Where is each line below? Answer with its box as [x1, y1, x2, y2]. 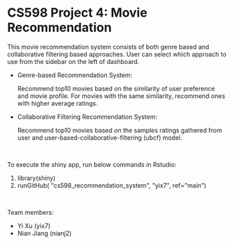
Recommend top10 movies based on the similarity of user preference [17, 84, 216, 92]
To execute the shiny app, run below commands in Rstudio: [7, 160, 177, 168]
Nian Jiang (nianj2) [17, 229, 72, 237]
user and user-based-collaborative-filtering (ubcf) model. [17, 133, 183, 142]
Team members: [7, 208, 54, 216]
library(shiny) [17, 174, 56, 182]
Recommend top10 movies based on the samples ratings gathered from [17, 126, 223, 134]
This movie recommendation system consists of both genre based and [7, 42, 210, 51]
